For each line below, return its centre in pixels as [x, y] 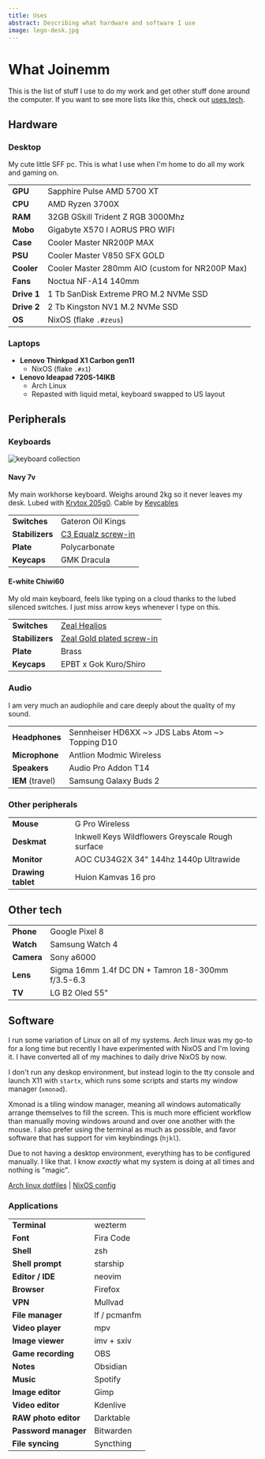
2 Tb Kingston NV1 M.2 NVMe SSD [113, 307]
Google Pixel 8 [77, 932]
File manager [37, 1315]
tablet [24, 882]
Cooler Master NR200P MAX [101, 242]
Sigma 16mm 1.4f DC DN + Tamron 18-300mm [139, 970]
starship [109, 1264]
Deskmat [30, 841]
